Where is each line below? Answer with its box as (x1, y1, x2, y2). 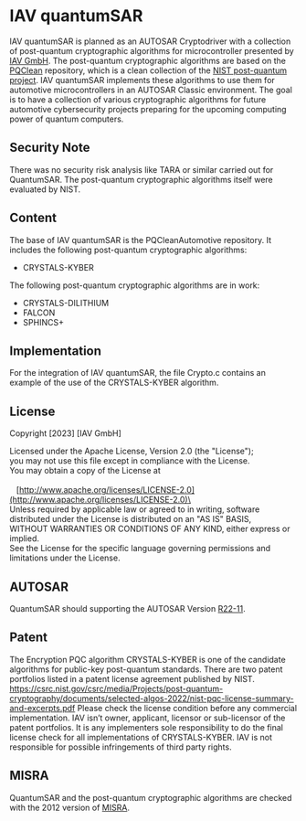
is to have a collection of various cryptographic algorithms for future (9, 93, 267, 105)
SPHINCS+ (22, 316, 64, 327)
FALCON (22, 307, 56, 318)
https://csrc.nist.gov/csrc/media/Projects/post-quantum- (9, 683, 224, 694)
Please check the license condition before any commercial (77, 702, 298, 713)
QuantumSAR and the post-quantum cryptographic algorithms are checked (9, 792, 292, 803)
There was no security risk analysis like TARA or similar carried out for (9, 164, 274, 175)
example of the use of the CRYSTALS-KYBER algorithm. (9, 377, 219, 389)
